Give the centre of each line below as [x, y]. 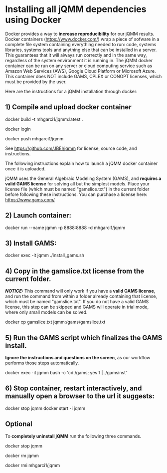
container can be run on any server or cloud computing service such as [79, 66]
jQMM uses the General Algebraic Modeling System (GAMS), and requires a [83, 178]
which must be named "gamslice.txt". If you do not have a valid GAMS [77, 302]
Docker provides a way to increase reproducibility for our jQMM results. [80, 34]
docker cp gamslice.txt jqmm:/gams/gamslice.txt [55, 322]
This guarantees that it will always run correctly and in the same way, [76, 55]
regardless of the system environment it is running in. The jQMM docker [79, 60]
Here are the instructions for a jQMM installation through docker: [72, 91]
